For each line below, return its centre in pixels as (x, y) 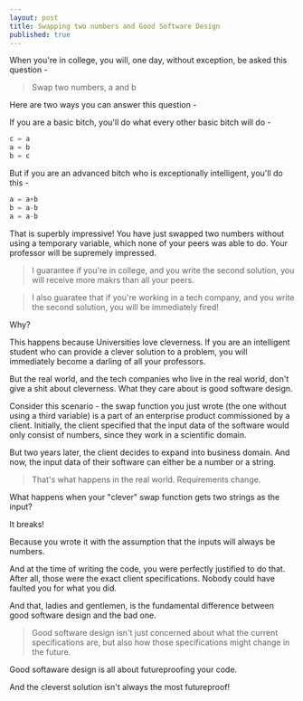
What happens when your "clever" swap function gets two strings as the (145, 497)
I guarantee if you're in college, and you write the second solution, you (163, 270)
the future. (51, 651)
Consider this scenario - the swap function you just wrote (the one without (148, 406)
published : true (40, 34)
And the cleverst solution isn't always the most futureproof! (120, 687)
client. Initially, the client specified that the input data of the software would (149, 425)
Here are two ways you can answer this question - (103, 105)
